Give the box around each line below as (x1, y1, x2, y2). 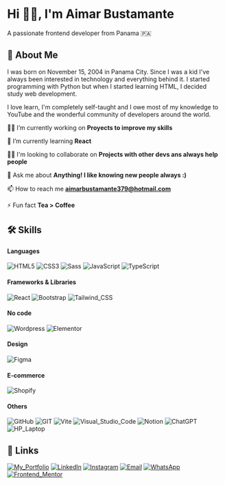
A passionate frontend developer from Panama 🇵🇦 (7, 29, 152, 37)
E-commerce (7, 371, 45, 379)
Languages (7, 247, 40, 255)
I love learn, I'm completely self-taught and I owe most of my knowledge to (7, 103, 219, 111)
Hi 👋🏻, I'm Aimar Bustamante (7, 6, 175, 22)
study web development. (7, 89, 78, 98)
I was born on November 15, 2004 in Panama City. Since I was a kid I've (7, 67, 210, 76)
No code (7, 309, 32, 317)
